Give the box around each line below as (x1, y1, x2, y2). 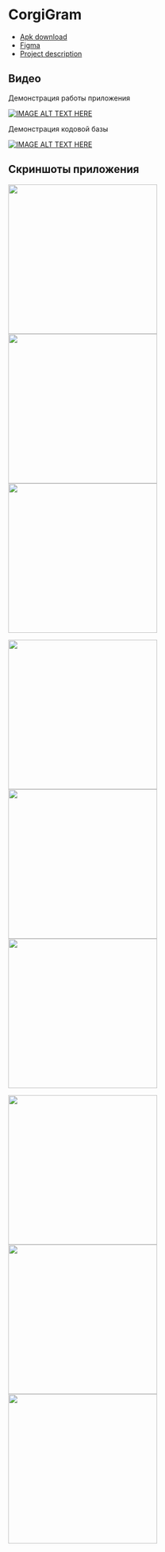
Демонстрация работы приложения (8, 93, 131, 103)
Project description (19, 49, 82, 58)
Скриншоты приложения (8, 163, 140, 176)
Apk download (19, 32, 67, 41)
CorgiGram (8, 6, 82, 24)
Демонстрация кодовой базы (8, 124, 109, 133)
